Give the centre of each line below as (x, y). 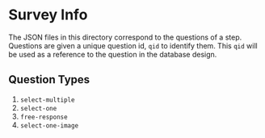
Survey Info (48, 15)
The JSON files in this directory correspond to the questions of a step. (125, 37)
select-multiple (47, 100)
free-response (44, 117)
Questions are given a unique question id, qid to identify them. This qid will (133, 45)
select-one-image (49, 125)
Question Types (49, 79)
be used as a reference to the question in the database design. (113, 54)
